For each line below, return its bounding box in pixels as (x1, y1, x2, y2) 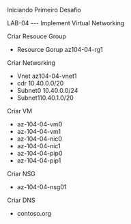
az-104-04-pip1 (16, 156, 61, 165)
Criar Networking (7, 59, 56, 67)
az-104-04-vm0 (16, 120, 63, 128)
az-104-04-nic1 (16, 142, 61, 150)
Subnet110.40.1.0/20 (16, 94, 74, 102)
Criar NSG (7, 170, 36, 178)
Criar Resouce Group (7, 32, 66, 40)
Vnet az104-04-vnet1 (16, 72, 77, 80)
